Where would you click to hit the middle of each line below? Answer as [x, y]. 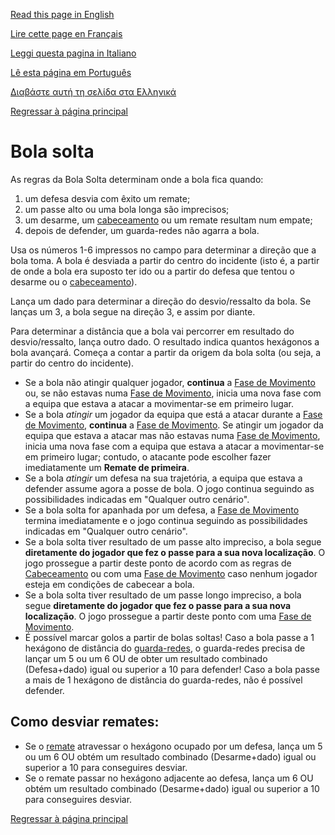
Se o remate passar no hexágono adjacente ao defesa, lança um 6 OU [169, 778]
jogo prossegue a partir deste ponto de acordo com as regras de [158, 563]
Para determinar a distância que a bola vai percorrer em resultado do [152, 331]
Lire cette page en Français [66, 33]
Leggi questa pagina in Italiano [73, 53]
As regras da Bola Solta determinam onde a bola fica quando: [137, 179]
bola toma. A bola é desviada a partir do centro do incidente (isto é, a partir [165, 260]
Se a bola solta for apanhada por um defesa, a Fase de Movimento [162, 510]
